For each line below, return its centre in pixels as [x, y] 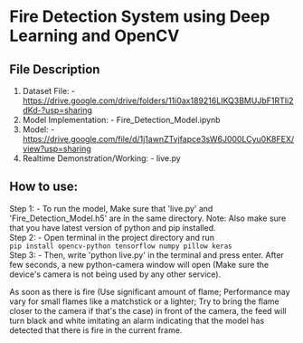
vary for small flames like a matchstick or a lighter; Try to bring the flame [145, 301]
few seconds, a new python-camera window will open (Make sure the [139, 264]
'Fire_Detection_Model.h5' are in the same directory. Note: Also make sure [148, 218]
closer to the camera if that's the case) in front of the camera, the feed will [148, 310]
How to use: [44, 187]
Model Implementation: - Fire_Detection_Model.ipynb [121, 120]
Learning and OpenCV [95, 36]
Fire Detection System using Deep [140, 17]
